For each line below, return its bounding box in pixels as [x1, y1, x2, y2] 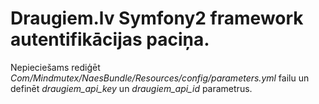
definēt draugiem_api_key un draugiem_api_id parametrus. [10, 82, 253, 94]
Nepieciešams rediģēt [10, 61, 101, 73]
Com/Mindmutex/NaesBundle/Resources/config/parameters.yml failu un [10, 72, 310, 84]
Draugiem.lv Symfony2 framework [10, 7, 304, 30]
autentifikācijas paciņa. [10, 28, 210, 51]
